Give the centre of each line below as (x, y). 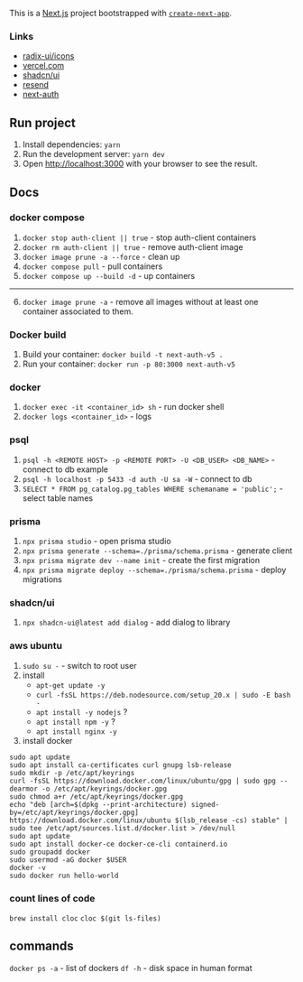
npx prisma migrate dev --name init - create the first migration (141, 560)
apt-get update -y (70, 685)
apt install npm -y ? (75, 721)
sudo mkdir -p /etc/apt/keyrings (72, 773)
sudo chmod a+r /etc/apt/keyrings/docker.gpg (96, 797)
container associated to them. (78, 311)
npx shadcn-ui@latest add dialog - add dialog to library (126, 623)
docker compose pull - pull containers (92, 266)
